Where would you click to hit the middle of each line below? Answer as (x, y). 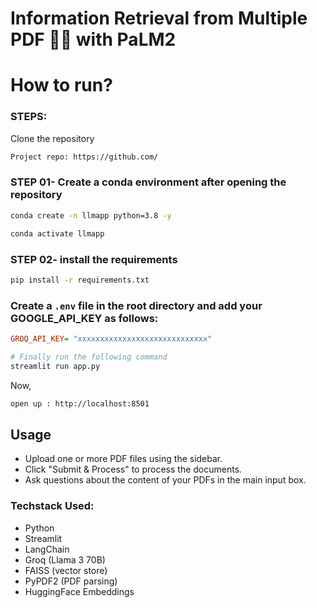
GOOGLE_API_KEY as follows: (84, 318)
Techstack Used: (52, 506)
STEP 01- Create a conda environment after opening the (148, 182)
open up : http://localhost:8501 (80, 403)
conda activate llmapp (57, 233)
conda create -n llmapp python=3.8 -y (91, 215)
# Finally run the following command (89, 357)
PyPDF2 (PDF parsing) (71, 581)
